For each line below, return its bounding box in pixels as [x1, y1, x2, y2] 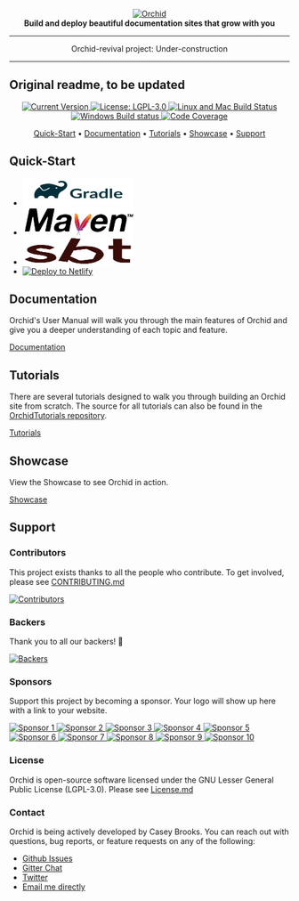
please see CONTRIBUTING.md [9, 576, 125, 587]
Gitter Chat [21, 862, 62, 873]
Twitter [21, 872, 49, 882]
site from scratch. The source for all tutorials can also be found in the [9, 401, 263, 411]
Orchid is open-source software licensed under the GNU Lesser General [9, 775, 274, 785]
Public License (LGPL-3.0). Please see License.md [9, 783, 194, 794]
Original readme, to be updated [9, 77, 185, 93]
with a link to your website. [9, 705, 108, 716]
